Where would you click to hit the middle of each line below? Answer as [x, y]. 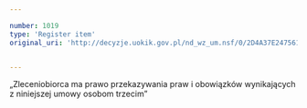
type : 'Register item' [53, 34]
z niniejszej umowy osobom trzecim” [79, 94]
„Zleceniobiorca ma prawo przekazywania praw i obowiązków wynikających [153, 84]
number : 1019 [34, 25]
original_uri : [37, 43]
